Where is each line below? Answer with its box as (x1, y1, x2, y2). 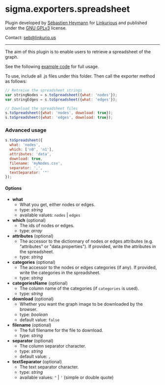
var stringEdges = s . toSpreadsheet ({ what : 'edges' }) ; (5, 97, 118, 102)
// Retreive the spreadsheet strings (5, 88, 82, 93)
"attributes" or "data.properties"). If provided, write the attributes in (19, 243, 156, 249)
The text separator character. (19, 364, 79, 370)
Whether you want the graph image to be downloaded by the (19, 301, 143, 307)
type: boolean (19, 312, 48, 317)
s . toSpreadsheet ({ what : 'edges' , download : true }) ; (5, 115, 113, 120)
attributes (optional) (12, 233, 54, 239)
